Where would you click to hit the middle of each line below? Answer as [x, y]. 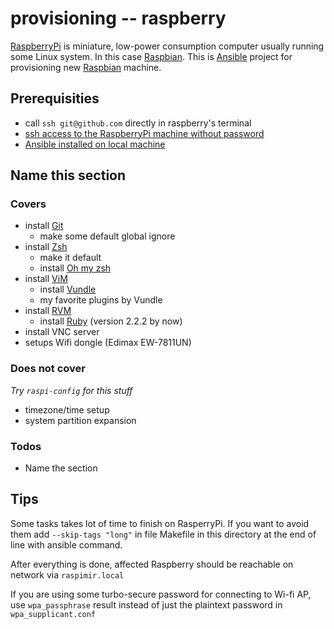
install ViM [46, 279]
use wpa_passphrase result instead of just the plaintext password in [146, 604]
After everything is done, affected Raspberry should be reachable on [152, 564]
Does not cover [48, 369]
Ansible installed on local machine [95, 144]
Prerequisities [55, 98]
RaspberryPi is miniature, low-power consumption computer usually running [167, 46]
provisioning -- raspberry [118, 18]
